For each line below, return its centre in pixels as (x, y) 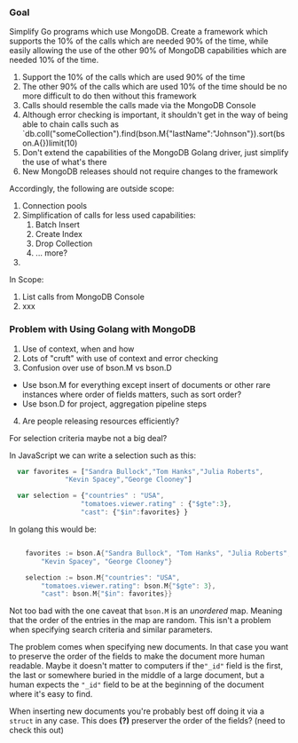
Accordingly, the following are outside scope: (92, 189)
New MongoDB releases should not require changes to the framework (150, 171)
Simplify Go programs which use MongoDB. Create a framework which (139, 32)
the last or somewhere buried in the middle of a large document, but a (137, 676)
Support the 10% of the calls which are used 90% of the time (133, 77)
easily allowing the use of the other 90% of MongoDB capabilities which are (148, 51)
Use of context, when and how (78, 349)
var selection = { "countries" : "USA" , (91, 496)
